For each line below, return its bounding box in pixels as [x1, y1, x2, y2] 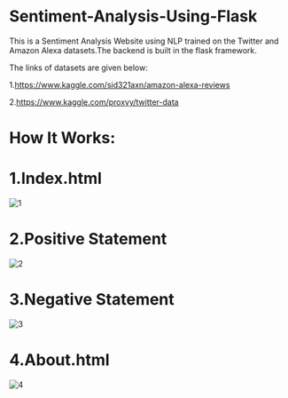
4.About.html [9, 350, 110, 370]
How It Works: [9, 128, 116, 148]
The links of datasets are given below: [9, 62, 148, 73]
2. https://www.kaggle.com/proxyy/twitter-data [9, 96, 179, 107]
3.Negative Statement [9, 290, 175, 310]
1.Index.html [9, 169, 102, 188]
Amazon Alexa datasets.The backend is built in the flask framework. [9, 44, 257, 55]
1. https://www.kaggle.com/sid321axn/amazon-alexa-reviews [9, 79, 230, 90]
